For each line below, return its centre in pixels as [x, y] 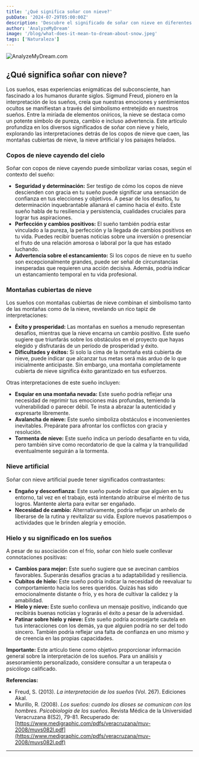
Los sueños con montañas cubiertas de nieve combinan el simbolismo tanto [99, 303]
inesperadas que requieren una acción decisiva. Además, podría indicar [102, 268]
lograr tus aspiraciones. [44, 218]
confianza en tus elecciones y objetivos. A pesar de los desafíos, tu [97, 199]
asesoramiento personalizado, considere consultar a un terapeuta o [89, 662]
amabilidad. [29, 600]
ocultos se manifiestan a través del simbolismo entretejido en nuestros [92, 108]
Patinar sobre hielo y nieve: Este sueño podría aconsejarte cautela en [100, 619]
